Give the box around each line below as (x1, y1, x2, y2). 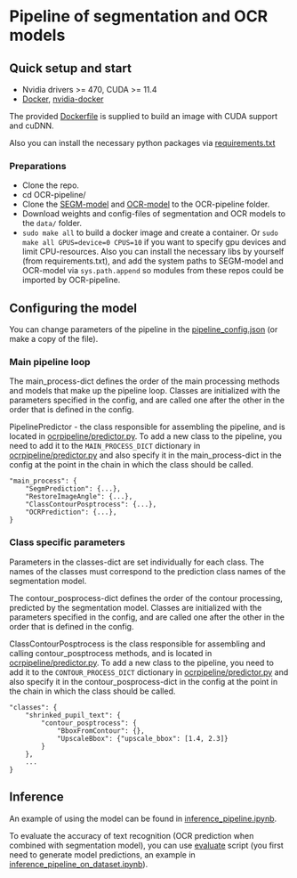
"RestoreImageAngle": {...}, (25, 492, 133, 501)
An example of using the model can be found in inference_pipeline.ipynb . (9, 813, 277, 824)
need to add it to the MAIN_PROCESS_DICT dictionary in (9, 441, 201, 451)
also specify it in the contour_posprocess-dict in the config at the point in (9, 676, 278, 687)
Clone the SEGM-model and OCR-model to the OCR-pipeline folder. (21, 199, 270, 210)
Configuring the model (9, 300, 138, 315)
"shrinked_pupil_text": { (25, 711, 122, 719)
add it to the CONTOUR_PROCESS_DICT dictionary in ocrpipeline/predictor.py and (9, 666, 289, 678)
